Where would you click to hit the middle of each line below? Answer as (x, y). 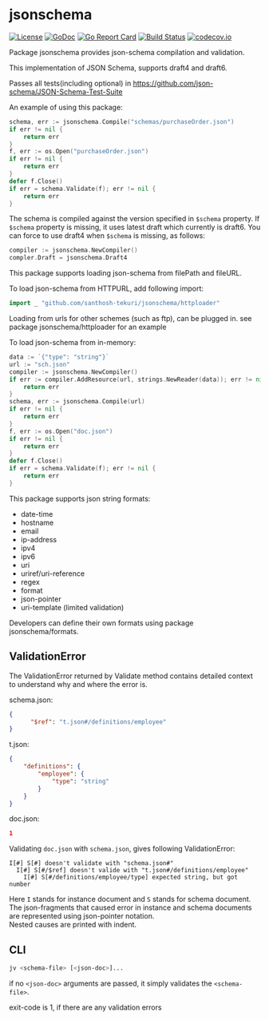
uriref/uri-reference (53, 574)
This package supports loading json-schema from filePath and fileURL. (126, 273)
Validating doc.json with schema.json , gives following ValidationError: (122, 849)
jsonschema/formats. (44, 631)
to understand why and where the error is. (79, 684)
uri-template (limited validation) (72, 607)
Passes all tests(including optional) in (70, 83)
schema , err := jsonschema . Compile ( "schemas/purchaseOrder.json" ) (122, 121)
